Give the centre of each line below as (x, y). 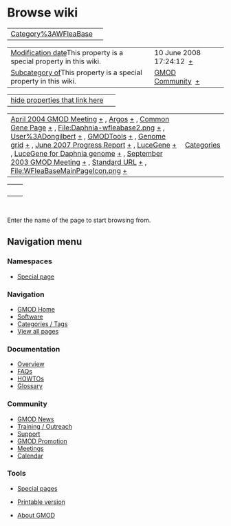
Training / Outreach (45, 426)
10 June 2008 (178, 52)
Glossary (30, 386)
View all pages (38, 331)
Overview (31, 364)
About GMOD (36, 515)
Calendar (30, 456)
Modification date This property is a (67, 52)
